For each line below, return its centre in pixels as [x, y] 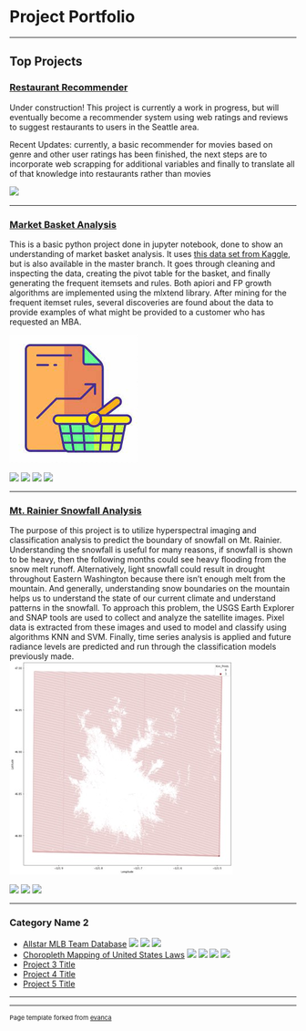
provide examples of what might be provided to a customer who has [138, 312]
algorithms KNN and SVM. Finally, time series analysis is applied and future [150, 637]
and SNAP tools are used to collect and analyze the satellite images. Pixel [147, 618]
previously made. [42, 656]
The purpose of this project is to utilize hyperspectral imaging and [133, 531]
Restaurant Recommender [69, 88]
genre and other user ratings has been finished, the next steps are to [138, 154]
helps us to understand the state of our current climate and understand [143, 598]
